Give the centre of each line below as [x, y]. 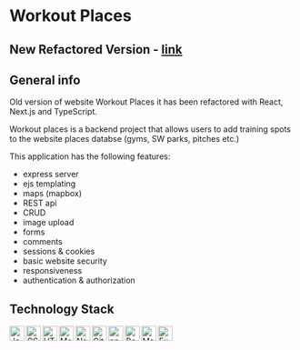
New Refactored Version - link [96, 50]
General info [45, 80]
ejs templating [49, 184]
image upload [48, 223]
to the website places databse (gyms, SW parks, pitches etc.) [125, 139]
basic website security [65, 261]
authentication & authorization [79, 280]
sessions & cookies [59, 252]
